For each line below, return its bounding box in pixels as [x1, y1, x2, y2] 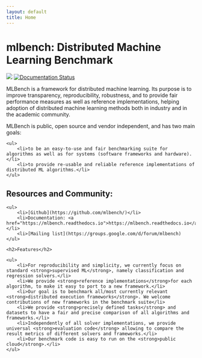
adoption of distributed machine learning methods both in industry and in [6, 105, 188, 112]
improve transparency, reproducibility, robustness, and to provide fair [6, 91, 178, 99]
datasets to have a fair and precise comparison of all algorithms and [6, 310, 189, 316]
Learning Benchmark [6, 53, 113, 67]
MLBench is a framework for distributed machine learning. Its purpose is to [6, 85, 192, 93]
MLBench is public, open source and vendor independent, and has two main [6, 123, 195, 130]
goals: [6, 129, 22, 136]
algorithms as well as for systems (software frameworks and [6, 151, 163, 157]
